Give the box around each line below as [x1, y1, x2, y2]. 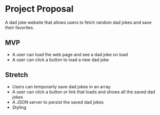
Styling [12, 104, 27, 110]
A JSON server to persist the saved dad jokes [12, 99, 104, 105]
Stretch [5, 71, 28, 79]
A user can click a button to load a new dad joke [12, 57, 109, 63]
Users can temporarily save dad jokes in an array [12, 83, 111, 89]
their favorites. [5, 24, 35, 30]
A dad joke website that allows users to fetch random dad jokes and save [5, 19, 152, 25]
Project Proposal [5, 3, 74, 15]
